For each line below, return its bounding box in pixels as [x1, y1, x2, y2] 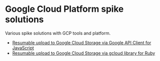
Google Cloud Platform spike [5, 3, 124, 15]
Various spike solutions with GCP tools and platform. [5, 30, 111, 36]
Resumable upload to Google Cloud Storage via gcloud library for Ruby [12, 50, 156, 56]
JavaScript [12, 45, 34, 51]
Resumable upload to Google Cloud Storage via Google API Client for [12, 39, 152, 45]
